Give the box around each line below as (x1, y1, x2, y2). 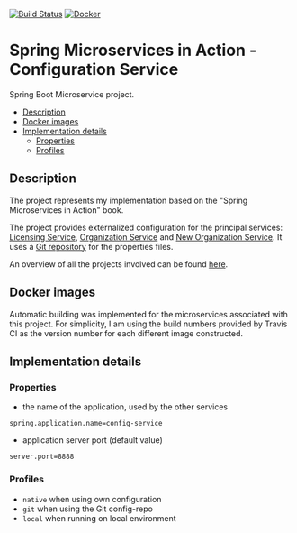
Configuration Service (9, 60, 179, 80)
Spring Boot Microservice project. (9, 88, 135, 99)
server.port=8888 (9, 452, 75, 462)
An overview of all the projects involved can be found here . (9, 258, 229, 270)
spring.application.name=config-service (9, 419, 164, 428)
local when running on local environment (22, 512, 177, 523)
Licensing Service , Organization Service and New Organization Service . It (9, 231, 283, 243)
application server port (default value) (22, 435, 164, 446)
